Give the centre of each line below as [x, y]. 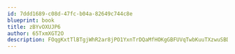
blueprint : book [31, 20]
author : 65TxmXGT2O [36, 33]
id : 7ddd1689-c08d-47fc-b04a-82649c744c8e [70, 14]
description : [26, 40]
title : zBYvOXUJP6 [34, 27]
